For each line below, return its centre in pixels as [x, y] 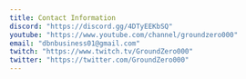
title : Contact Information [63, 18]
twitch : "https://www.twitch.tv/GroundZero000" [102, 52]
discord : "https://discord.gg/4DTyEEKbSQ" [91, 26]
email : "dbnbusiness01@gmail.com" [75, 43]
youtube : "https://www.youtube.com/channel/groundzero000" [124, 35]
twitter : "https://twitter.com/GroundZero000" [99, 60]
